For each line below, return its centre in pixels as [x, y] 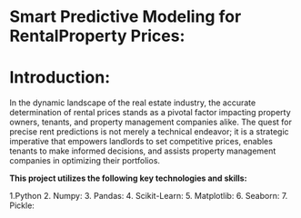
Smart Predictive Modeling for [125, 17]
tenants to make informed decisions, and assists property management [143, 151]
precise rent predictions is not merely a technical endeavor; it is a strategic [149, 132]
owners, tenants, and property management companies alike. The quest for [151, 122]
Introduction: [60, 78]
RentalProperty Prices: [97, 36]
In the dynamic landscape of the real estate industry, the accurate [133, 103]
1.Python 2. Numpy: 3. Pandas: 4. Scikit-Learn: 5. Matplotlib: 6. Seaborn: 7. [149, 196]
